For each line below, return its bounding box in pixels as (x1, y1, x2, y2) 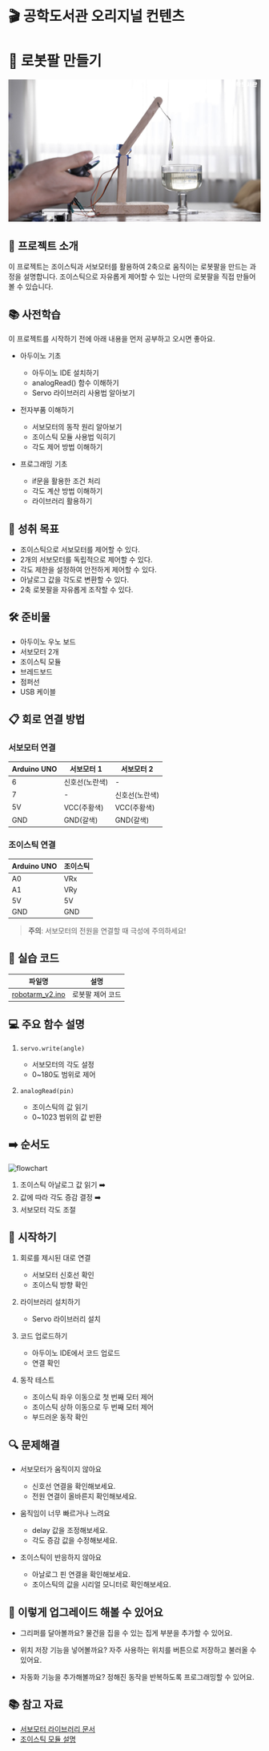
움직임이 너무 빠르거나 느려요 (19, 1508, 110, 1519)
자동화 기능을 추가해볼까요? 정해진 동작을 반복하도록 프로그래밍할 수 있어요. (19, 1672, 255, 1681)
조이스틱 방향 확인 (31, 1280, 88, 1290)
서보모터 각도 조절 (19, 1204, 76, 1214)
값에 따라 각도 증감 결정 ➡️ (19, 1192, 102, 1202)
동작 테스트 (19, 1375, 55, 1385)
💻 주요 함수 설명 (8, 1018, 86, 1031)
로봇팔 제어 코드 (71, 990, 122, 999)
